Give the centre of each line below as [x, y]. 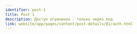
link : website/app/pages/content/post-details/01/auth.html [69, 24]
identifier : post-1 [25, 10]
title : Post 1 [20, 14]
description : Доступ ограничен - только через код [59, 19]
